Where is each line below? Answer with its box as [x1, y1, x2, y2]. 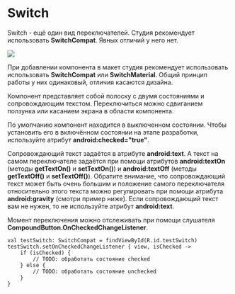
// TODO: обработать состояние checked [33, 255, 151, 263]
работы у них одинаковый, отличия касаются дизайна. [7, 78, 173, 86]
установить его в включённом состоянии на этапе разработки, [7, 128, 200, 136]
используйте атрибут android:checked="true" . [7, 135, 150, 144]
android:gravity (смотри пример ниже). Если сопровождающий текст [7, 194, 219, 203]
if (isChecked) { [20, 249, 71, 256]
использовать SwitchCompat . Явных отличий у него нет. [7, 35, 179, 44]
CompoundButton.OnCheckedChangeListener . [7, 223, 149, 232]
